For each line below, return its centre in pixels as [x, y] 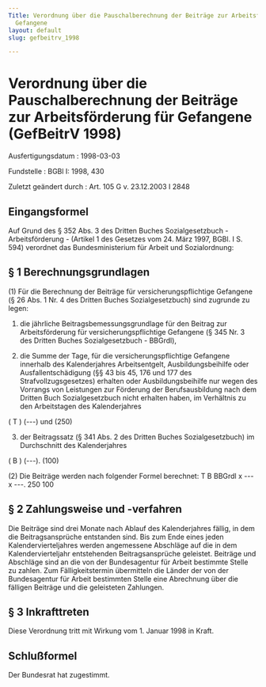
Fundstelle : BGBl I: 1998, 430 [56, 172]
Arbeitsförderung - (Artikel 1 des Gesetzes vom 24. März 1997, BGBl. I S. [125, 239]
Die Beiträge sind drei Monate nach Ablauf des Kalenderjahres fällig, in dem [131, 528]
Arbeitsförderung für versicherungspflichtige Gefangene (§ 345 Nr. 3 [132, 332]
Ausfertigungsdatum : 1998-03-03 [64, 156]
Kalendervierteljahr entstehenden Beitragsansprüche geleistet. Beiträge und [132, 553]
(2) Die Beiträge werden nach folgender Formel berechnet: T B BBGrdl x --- [131, 476]
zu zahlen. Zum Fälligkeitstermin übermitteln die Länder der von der [119, 570]
